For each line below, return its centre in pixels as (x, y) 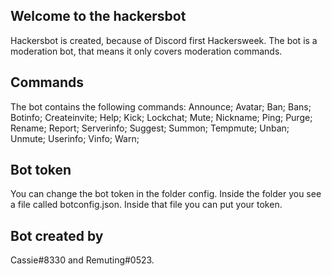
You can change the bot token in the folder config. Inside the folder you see (166, 194)
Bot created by (57, 235)
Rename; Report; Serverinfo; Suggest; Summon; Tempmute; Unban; (150, 128)
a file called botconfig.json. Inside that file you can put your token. (146, 205)
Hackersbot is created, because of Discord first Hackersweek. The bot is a (164, 40)
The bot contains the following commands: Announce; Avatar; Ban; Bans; (161, 106)
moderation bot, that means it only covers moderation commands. (146, 51)
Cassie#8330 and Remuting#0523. (82, 260)
